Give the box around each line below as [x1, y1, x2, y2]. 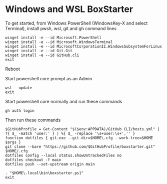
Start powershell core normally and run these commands [5, 98, 122, 104]
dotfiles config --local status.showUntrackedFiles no [5, 153, 122, 158]
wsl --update [5, 85, 32, 90]
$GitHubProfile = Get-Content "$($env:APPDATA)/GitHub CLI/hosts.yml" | [5, 126, 160, 131]
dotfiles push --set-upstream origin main [5, 161, 95, 166]
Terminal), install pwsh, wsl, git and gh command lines [5, 25, 116, 31]
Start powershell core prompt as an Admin [5, 75, 92, 81]
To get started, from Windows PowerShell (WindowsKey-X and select [5, 20, 148, 26]
